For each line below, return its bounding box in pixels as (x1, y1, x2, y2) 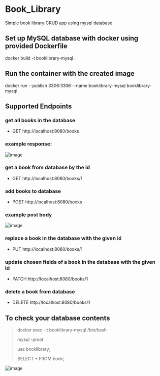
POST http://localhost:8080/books (12, 199, 82, 205)
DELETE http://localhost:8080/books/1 (12, 299, 90, 305)
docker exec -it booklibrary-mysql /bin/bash (17, 327, 107, 333)
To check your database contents (5, 314, 110, 322)
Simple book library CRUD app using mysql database (5, 20, 113, 26)
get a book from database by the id (5, 164, 90, 171)
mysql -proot (17, 336, 44, 342)
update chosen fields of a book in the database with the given (5, 258, 156, 265)
